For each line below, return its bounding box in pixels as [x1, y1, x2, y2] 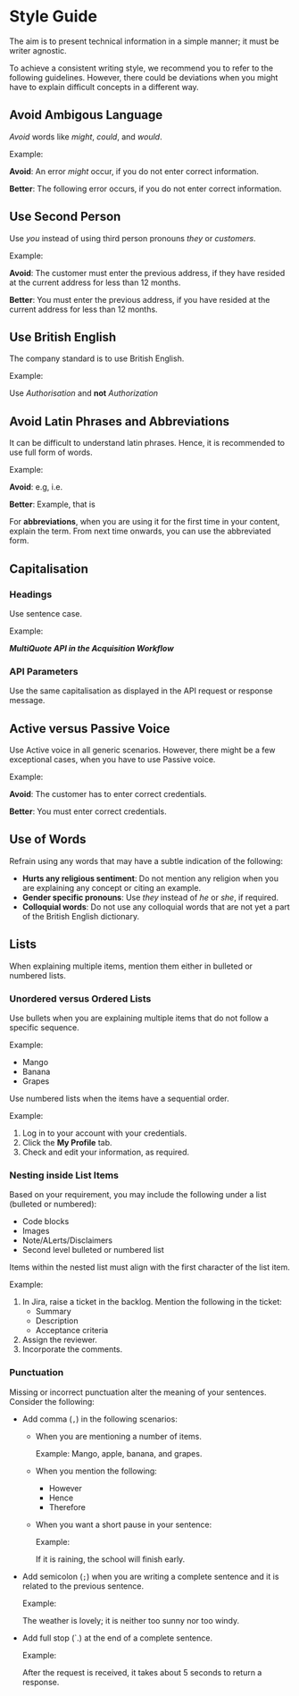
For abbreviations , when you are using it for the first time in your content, [9, 516, 280, 527]
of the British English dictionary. [21, 911, 140, 921]
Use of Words [9, 832, 87, 847]
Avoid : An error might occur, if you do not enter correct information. [9, 165, 259, 176]
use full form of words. [9, 447, 93, 458]
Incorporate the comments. [21, 1344, 123, 1355]
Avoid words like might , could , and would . [9, 131, 162, 142]
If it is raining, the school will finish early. [35, 1553, 186, 1565]
